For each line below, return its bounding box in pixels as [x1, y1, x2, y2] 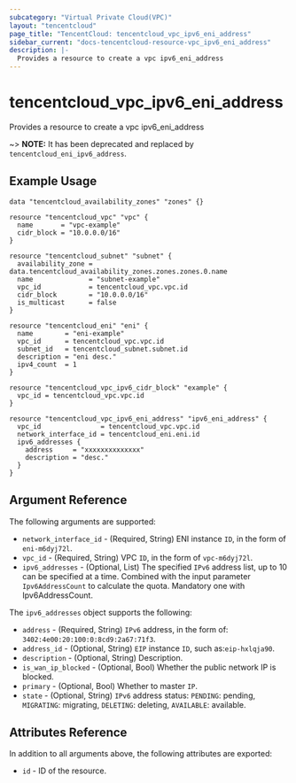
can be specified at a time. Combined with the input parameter [21, 570, 251, 581]
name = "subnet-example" [17, 275, 161, 283]
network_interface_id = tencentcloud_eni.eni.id [17, 430, 200, 438]
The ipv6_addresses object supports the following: [9, 607, 192, 617]
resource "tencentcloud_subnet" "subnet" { [9, 252, 173, 260]
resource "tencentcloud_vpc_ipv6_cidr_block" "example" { [9, 383, 228, 392]
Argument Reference [9, 492, 128, 508]
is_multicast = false [17, 298, 117, 306]
